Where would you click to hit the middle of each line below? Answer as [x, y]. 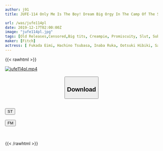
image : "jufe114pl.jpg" [29, 32]
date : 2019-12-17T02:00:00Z [33, 27]
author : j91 [17, 9]
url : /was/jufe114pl [26, 23]
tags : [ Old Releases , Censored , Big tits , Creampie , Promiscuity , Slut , [78, 37]
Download [81, 89]
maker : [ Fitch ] [20, 41]
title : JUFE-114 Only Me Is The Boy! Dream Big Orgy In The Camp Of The [80, 14]
